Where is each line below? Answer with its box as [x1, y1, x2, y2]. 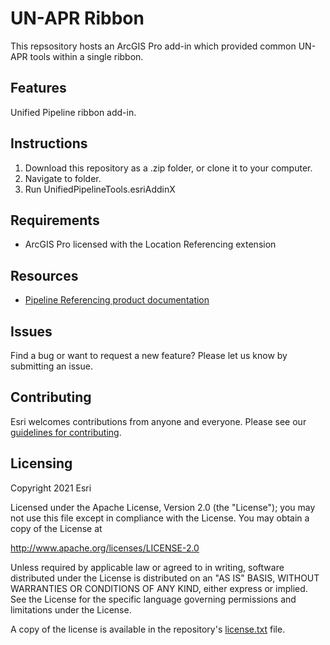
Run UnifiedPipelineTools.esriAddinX [24, 183, 176, 195]
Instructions [10, 135, 88, 152]
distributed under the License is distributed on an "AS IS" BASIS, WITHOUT [10, 572, 320, 584]
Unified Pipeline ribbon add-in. [10, 106, 137, 118]
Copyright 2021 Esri [10, 482, 92, 494]
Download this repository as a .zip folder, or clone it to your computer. [24, 162, 313, 174]
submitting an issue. [10, 360, 93, 372]
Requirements [10, 212, 100, 229]
